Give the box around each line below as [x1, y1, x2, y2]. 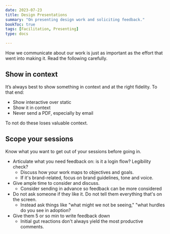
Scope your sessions [5, 135, 74, 143]
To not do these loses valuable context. [5, 120, 88, 126]
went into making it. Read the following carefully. [5, 55, 108, 61]
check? [12, 163, 29, 169]
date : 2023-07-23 [5, 7, 42, 13]
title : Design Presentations [5, 12, 67, 17]
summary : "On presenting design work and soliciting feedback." [5, 17, 145, 22]
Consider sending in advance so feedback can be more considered [20, 185, 162, 192]
